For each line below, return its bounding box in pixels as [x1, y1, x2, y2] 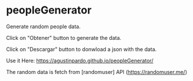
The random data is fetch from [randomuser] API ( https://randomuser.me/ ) [6, 68, 188, 75]
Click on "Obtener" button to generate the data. [6, 34, 122, 41]
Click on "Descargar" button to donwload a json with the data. [6, 45, 157, 53]
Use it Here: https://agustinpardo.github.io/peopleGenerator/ [6, 57, 153, 64]
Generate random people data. [6, 23, 81, 30]
